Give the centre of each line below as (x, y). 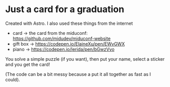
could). (13, 79)
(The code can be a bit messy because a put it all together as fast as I (78, 74)
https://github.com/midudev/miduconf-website (61, 38)
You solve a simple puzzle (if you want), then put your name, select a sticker (85, 59)
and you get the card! (28, 64)
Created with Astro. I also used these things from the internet (69, 23)
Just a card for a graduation (65, 9)
